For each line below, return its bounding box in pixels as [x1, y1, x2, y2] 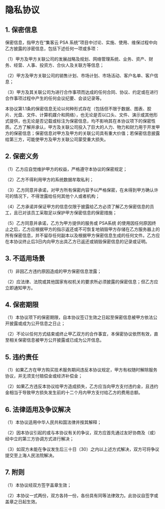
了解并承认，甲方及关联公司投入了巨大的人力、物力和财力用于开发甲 [22, 124, 160, 130]
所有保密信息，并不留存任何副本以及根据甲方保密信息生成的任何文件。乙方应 [5, 232, 160, 238]
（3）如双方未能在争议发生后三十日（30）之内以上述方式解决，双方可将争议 [5, 446, 160, 452]
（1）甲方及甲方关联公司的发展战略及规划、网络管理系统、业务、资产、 [5, 56, 149, 62]
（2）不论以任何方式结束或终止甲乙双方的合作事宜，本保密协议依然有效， [5, 331, 154, 337]
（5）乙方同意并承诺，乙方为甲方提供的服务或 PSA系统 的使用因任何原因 [5, 220, 152, 226]
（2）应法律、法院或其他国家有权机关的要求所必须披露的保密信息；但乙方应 [5, 278, 159, 285]
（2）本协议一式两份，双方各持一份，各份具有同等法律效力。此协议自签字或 [5, 492, 159, 498]
